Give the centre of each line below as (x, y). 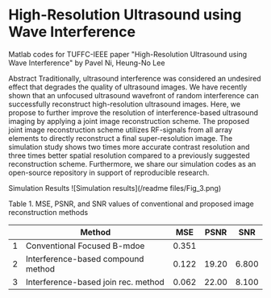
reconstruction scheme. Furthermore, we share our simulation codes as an (132, 163)
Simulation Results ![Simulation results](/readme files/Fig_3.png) (115, 188)
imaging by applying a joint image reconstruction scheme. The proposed (129, 121)
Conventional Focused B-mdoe (85, 246)
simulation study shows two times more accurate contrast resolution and (129, 147)
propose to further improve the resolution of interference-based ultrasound (133, 112)
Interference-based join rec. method (95, 282)
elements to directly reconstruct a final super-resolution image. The (121, 138)
